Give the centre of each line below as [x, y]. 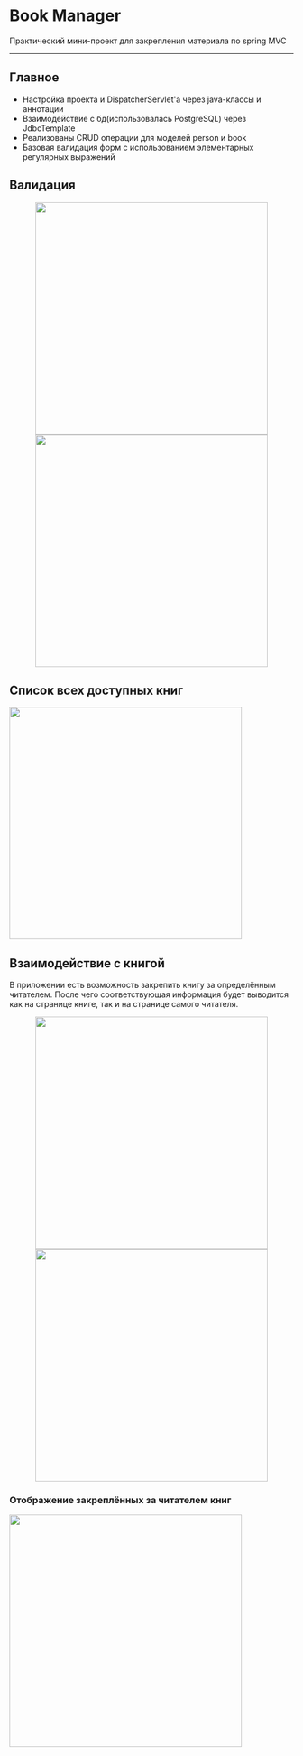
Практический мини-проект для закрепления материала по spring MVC [148, 41]
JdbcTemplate [49, 128]
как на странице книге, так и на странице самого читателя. [124, 1004]
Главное [34, 78]
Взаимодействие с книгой [87, 963]
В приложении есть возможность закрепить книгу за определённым [143, 985]
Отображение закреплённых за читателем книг [120, 1501]
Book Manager [65, 16]
